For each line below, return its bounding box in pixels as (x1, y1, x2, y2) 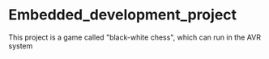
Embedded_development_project (8, 6, 237, 24)
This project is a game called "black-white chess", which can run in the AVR (8, 32, 262, 42)
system (8, 40, 33, 50)
